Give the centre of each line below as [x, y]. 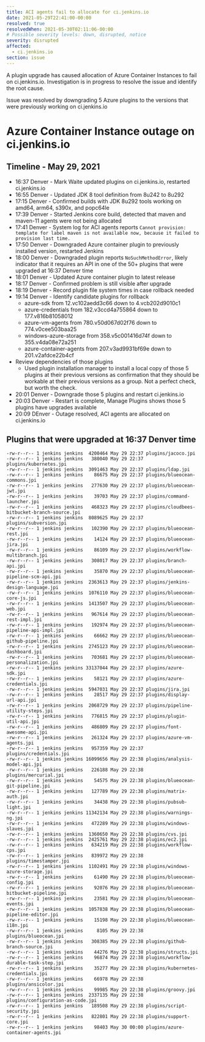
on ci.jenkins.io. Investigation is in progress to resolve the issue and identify [102, 82]
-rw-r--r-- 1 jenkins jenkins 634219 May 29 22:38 [75, 845]
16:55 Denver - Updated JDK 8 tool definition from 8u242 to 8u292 [100, 194]
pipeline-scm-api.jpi [34, 577]
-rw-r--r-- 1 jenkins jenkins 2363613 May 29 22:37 [75, 582]
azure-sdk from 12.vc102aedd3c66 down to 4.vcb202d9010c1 [102, 303]
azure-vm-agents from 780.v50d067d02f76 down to [91, 322]
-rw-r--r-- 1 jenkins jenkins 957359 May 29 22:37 [75, 748]
